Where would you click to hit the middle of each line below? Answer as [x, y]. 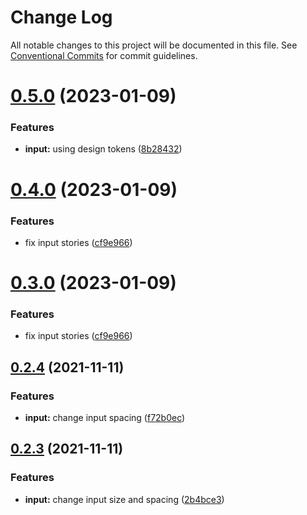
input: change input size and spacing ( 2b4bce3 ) [124, 499]
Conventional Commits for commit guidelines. [104, 55]
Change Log [61, 17]
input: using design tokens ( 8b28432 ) [103, 149]
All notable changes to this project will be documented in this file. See [154, 45]
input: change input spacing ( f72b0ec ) [105, 418]
